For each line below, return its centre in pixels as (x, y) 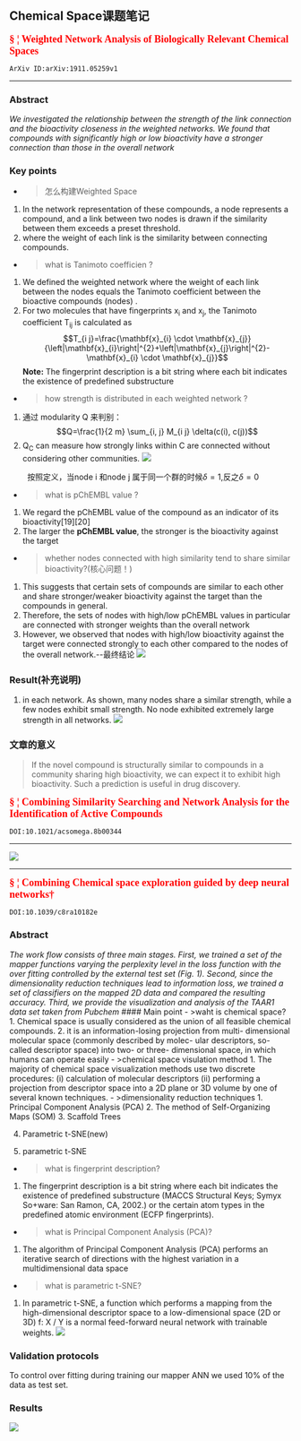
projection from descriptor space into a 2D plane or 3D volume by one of (143, 1088)
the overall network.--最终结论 (78, 654)
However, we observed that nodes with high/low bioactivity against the (153, 634)
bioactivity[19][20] (56, 522)
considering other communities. (81, 458)
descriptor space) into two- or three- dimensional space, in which (155, 1049)
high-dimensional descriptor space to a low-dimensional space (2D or (151, 1312)
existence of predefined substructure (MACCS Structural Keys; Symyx (152, 1195)
